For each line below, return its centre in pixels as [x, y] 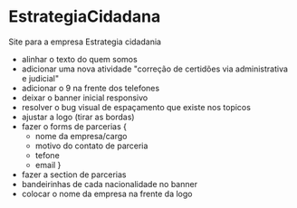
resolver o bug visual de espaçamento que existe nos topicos [136, 107]
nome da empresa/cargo [81, 136]
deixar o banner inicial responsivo [85, 98]
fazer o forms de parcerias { [74, 126]
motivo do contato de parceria [91, 146]
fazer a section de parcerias [74, 175]
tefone [47, 155]
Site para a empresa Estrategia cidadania [85, 42]
